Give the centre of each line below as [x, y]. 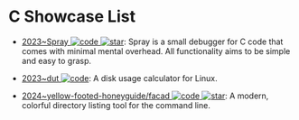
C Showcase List [72, 17]
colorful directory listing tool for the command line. [116, 105]
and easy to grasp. [56, 60]
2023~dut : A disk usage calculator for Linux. [119, 78]
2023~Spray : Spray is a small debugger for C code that [152, 42]
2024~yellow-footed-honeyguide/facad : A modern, [145, 96]
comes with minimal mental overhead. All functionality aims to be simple [156, 51]
